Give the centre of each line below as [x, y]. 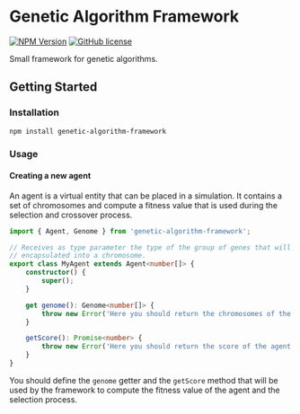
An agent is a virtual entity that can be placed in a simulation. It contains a [146, 196]
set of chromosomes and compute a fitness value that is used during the [144, 205]
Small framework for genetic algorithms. [84, 58]
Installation [35, 112]
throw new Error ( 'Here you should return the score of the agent [167, 347]
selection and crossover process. [71, 215]
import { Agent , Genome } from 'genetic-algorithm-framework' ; [130, 231]
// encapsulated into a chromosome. [78, 256]
